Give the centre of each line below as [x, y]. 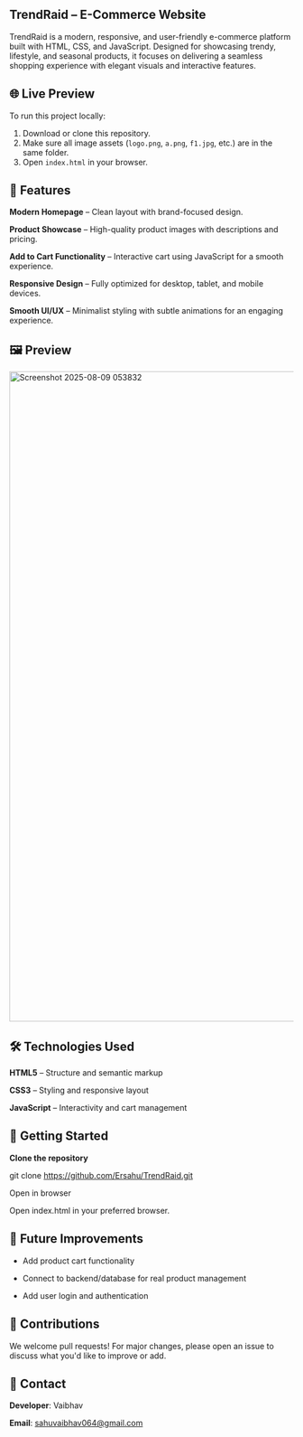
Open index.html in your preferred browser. [90, 1210]
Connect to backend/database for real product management [134, 1278]
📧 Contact [38, 1383]
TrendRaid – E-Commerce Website [108, 15]
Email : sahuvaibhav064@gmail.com [76, 1423]
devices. [25, 294]
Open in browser [41, 1193]
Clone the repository [49, 1158]
